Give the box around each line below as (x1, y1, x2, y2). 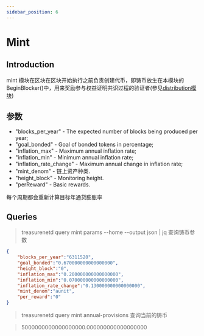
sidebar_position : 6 (6, 9, 59, 15)
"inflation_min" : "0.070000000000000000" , (17, 277, 124, 283)
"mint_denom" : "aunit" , (17, 288, 75, 294)
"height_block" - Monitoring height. (15, 175, 104, 182)
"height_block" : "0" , (17, 265, 69, 272)
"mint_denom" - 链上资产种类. (15, 167, 90, 175)
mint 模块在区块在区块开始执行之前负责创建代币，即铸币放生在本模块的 (6, 76, 185, 84)
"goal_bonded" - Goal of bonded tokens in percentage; (15, 141, 154, 148)
